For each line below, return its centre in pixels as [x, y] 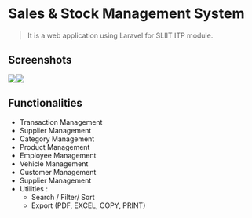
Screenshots [40, 60]
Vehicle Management [54, 163]
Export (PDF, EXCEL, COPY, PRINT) [88, 205]
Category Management [57, 139]
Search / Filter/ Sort [63, 197]
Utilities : [34, 188]
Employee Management [58, 155]
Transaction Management [61, 122]
